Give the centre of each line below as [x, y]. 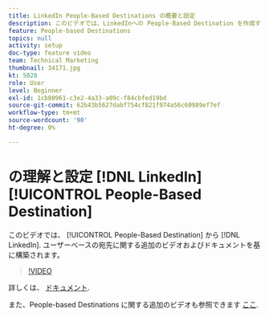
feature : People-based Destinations [69, 30]
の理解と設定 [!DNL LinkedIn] [105, 177]
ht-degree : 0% [32, 128]
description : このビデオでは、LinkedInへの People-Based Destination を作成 [132, 23]
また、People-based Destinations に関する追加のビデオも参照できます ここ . [134, 304]
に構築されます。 [36, 254]
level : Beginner [35, 90]
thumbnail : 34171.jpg [45, 68]
